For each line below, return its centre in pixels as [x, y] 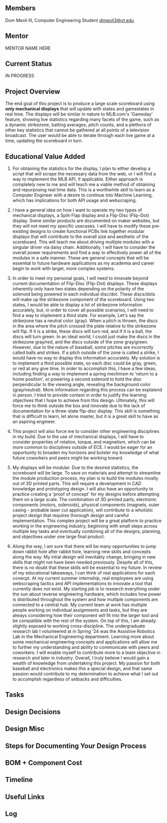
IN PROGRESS [20, 76]
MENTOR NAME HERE [28, 48]
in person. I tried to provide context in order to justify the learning [80, 395]
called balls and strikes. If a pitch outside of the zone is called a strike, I [85, 352]
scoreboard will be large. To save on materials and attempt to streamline [86, 473]
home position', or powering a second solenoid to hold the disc [77, 379]
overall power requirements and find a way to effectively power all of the [87, 252]
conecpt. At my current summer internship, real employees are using [83, 578]
